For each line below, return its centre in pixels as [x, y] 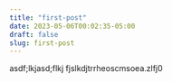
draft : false [34, 34]
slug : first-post [42, 43]
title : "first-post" [48, 18]
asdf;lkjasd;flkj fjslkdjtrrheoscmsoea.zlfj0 [86, 68]
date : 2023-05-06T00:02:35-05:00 [72, 26]
